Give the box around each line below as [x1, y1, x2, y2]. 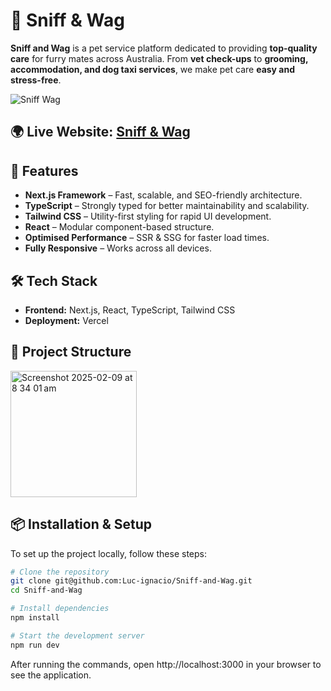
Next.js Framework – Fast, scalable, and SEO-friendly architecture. [24, 189, 303, 201]
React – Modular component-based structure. [24, 221, 215, 233]
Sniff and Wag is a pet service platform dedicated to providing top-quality [10, 42, 318, 54]
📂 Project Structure [10, 344, 132, 361]
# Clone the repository [10, 567, 110, 577]
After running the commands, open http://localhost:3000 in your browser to [10, 658, 322, 670]
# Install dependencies [10, 604, 110, 614]
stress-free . [10, 74, 62, 86]
